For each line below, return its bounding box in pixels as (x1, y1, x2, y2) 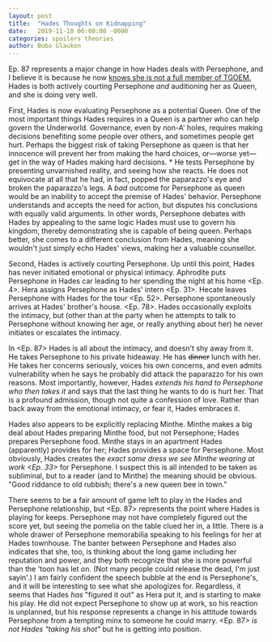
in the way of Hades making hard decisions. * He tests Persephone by (21, 157, 255, 167)
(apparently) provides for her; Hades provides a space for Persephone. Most (8, 445, 264, 455)
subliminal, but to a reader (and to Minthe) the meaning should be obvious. (8, 471, 257, 481)
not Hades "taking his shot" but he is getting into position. (8, 624, 202, 634)
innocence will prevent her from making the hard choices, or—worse (8, 149, 237, 159)
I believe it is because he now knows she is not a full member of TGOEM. (8, 73, 252, 83)
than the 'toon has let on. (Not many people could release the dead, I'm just (8, 564, 261, 574)
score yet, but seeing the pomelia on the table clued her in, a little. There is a (8, 521, 264, 531)
